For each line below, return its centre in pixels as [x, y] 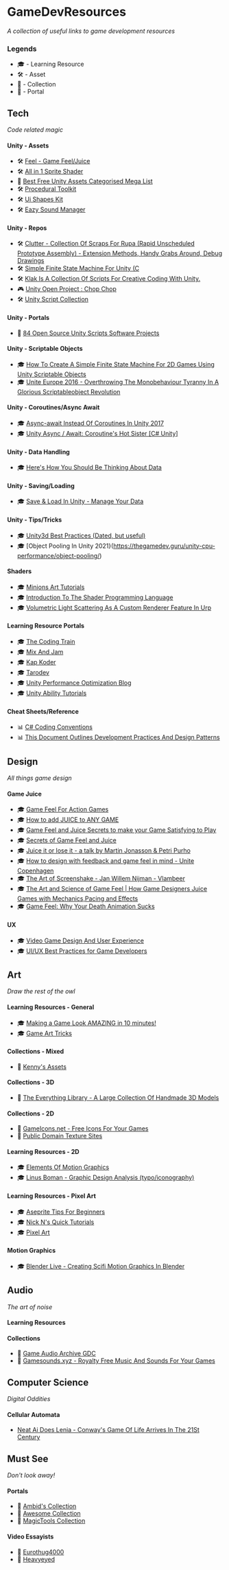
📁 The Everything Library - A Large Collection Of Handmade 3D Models [118, 1097]
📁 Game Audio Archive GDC [56, 1354]
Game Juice [25, 794]
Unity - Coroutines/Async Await [53, 407]
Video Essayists [31, 1536]
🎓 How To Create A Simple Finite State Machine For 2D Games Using [116, 364]
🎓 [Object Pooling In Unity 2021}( [65, 546]
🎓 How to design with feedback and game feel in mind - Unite [106, 861]
